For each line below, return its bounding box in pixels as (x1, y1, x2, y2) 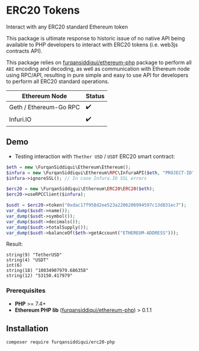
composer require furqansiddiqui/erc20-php (6, 339, 115, 345)
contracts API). (6, 47, 43, 54)
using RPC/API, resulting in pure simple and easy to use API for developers (6, 71, 188, 78)
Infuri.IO (9, 115, 32, 124)
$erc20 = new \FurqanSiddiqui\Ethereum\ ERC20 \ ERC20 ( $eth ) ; (6, 186, 155, 192)
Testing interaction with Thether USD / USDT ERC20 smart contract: (14, 153, 175, 160)
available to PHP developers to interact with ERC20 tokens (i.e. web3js (6, 41, 178, 48)
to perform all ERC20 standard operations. (6, 78, 110, 85)
